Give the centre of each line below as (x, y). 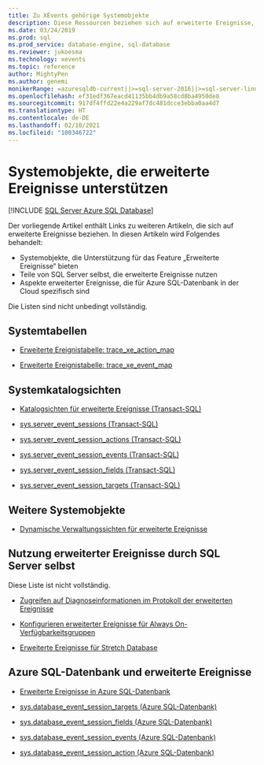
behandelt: (26, 242)
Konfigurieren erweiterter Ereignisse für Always (96, 624)
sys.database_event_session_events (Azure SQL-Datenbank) (117, 737)
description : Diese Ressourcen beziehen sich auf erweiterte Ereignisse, (132, 23)
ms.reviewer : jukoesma (45, 52)
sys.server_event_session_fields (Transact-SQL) (97, 470)
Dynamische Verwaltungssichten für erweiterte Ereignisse (114, 529)
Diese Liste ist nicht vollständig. (59, 585)
